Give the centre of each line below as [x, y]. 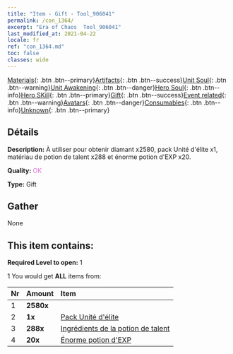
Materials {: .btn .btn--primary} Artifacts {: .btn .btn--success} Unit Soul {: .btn [117, 80]
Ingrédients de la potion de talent [115, 329]
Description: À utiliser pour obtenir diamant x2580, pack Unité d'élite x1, [113, 149]
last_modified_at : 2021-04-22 [52, 34]
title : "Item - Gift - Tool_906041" [61, 14]
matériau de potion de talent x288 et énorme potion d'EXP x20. [99, 157]
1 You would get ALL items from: [54, 276]
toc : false [23, 54]
